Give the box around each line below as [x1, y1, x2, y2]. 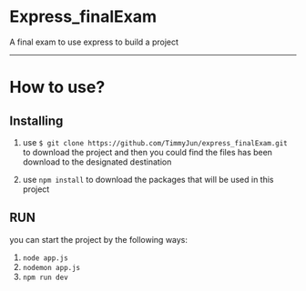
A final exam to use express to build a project [9, 36, 179, 47]
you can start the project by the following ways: [9, 234, 189, 245]
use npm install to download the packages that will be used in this [22, 174, 274, 185]
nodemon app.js [22, 263, 81, 272]
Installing [9, 113, 64, 128]
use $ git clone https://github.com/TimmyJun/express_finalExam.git [22, 136, 289, 147]
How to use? [9, 77, 106, 97]
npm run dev [22, 273, 68, 282]
